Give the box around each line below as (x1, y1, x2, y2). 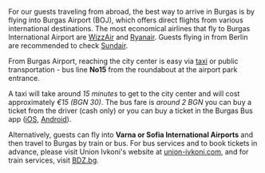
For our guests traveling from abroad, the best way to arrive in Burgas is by (8, 7, 255, 16)
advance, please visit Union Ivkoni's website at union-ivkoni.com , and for (8, 147, 249, 156)
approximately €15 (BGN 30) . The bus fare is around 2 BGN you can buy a (8, 98, 252, 107)
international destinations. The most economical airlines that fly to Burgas (8, 24, 251, 33)
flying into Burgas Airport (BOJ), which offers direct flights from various (8, 15, 243, 25)
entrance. (8, 74, 40, 82)
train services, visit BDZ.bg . (8, 155, 100, 165)
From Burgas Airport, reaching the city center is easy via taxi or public (8, 56, 239, 66)
